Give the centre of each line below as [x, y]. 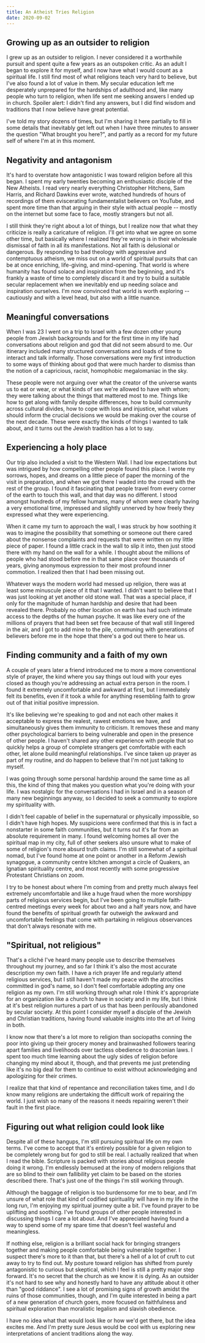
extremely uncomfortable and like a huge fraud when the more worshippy [99, 893]
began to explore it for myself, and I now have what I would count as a [95, 71]
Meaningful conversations [58, 317]
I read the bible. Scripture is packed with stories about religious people [95, 1161]
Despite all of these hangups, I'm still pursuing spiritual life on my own [95, 1142]
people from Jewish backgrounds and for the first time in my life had [93, 338]
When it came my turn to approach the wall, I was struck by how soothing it [102, 526]
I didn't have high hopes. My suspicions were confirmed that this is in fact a [102, 823]
